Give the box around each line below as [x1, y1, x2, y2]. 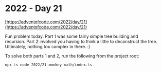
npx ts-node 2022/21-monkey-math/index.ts [5, 62, 92, 67]
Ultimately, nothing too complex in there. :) [5, 43, 90, 49]
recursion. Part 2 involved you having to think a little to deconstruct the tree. [5, 38, 158, 44]
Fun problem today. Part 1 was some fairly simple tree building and [5, 33, 139, 39]
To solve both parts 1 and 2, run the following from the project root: [5, 53, 140, 58]
